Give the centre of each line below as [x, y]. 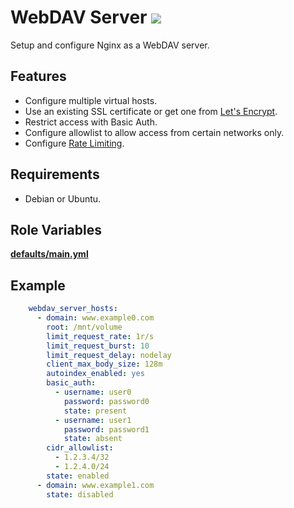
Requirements [55, 174]
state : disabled [80, 494]
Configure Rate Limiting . [74, 143]
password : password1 [106, 429]
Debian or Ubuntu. [63, 198]
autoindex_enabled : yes [95, 374]
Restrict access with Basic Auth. [91, 122]
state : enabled [78, 476]
